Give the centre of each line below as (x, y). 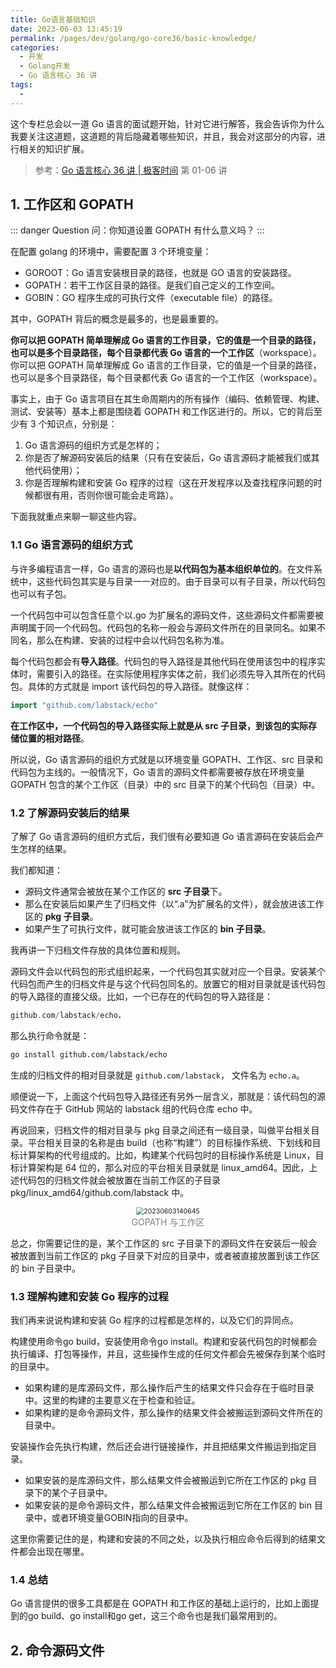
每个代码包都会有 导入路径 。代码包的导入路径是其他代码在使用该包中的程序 (163, 661)
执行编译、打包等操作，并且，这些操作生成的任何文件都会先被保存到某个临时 (168, 1353)
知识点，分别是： (82, 424)
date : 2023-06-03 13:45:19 (66, 29)
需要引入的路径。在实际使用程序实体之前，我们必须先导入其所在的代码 (181, 673)
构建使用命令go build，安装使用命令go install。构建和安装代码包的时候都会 (164, 1341)
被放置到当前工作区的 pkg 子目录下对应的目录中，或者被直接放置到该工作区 (165, 1255)
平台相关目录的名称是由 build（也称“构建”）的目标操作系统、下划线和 (170, 1142)
